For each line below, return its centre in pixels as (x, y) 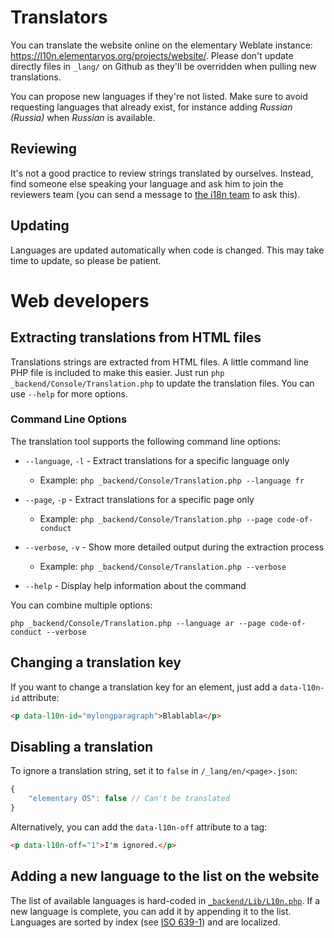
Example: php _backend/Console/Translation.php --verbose (163, 566)
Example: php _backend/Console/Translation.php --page (156, 518)
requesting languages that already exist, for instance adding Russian (151, 107)
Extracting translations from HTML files (136, 337)
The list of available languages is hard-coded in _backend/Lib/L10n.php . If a (165, 900)
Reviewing (44, 149)
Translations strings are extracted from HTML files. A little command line (159, 362)
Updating (40, 226)
